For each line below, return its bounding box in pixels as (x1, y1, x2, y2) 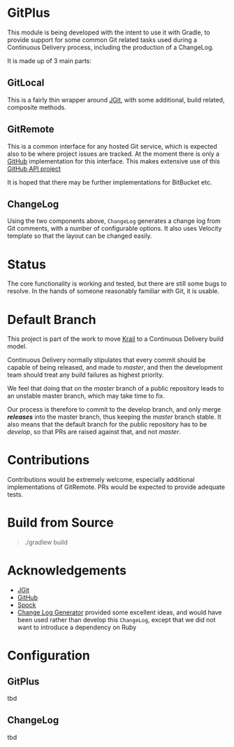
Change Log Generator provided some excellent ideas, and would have (17, 608, 222, 617)
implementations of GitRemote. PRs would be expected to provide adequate (7, 483, 226, 492)
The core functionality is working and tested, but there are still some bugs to (7, 279, 227, 288)
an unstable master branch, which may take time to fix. (7, 391, 166, 401)
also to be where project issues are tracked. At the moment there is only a (7, 149, 220, 158)
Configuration (7, 647, 91, 664)
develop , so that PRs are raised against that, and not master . (7, 428, 182, 436)
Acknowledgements (7, 563, 127, 579)
